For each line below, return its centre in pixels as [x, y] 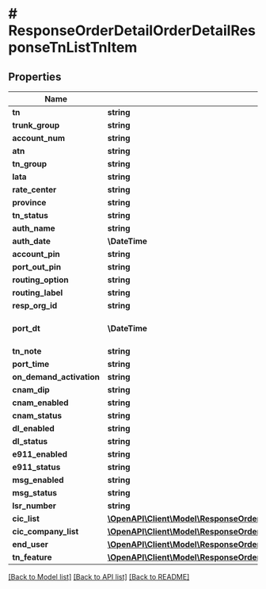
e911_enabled [40, 454]
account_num [39, 138]
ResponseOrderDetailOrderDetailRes [132, 31]
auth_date [32, 241]
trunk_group [36, 125]
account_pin [36, 254]
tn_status [30, 215]
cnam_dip [31, 390]
